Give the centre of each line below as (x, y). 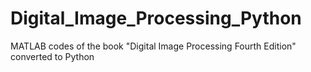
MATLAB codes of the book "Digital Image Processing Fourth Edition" (153, 46)
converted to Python (52, 56)
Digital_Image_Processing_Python (156, 18)
